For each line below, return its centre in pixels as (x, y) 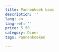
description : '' (22, 14)
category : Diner (22, 33)
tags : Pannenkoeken (25, 38)
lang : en (14, 19)
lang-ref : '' (19, 24)
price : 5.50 (17, 28)
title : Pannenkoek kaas (30, 10)
